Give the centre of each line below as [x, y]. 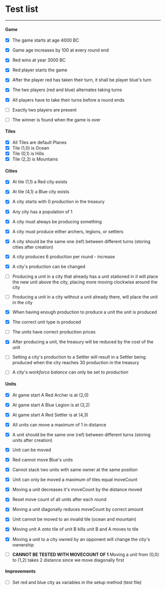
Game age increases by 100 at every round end [60, 50]
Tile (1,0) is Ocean [31, 148]
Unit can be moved [31, 450]
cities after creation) [33, 247]
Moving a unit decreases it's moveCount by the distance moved [77, 489]
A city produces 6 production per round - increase [63, 257]
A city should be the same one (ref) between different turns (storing [81, 241]
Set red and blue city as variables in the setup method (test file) [77, 582]
